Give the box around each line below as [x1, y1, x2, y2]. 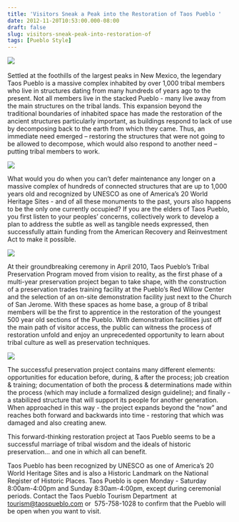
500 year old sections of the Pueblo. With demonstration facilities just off [7, 316, 223, 324]
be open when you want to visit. [7, 507, 101, 516]
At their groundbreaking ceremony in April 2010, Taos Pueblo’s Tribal [7, 262, 209, 271]
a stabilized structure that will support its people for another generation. [7, 396, 219, 404]
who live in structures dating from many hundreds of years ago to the [7, 86, 211, 95]
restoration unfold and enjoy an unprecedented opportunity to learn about [7, 331, 225, 339]
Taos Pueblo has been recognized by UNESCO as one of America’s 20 [7, 461, 214, 470]
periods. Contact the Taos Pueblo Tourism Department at [7, 492, 177, 501]
